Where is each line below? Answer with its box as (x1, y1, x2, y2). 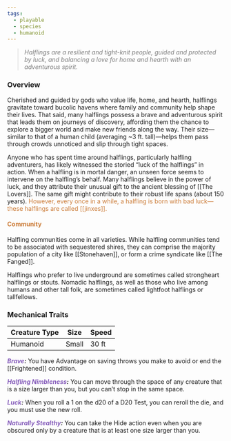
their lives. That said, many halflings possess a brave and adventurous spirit (7, 110, 223, 119)
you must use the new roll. (7, 406, 83, 414)
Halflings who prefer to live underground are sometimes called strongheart (7, 270, 219, 279)
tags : (7, 10, 23, 17)
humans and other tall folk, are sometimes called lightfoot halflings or (7, 285, 203, 294)
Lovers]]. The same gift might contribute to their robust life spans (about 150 (7, 189, 224, 198)
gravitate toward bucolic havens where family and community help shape (7, 103, 216, 111)
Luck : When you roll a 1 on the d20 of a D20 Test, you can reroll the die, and (7, 398, 224, 407)
